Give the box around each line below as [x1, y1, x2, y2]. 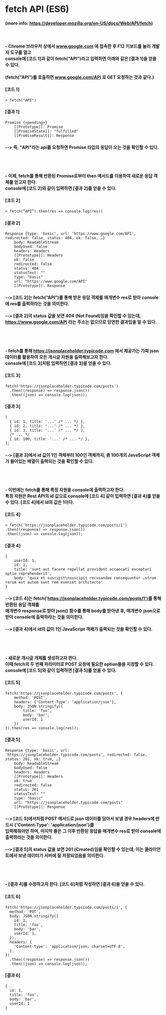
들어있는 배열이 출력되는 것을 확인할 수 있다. [10, 458, 94, 464]
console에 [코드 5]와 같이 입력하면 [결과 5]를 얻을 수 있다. [5, 667, 116, 673]
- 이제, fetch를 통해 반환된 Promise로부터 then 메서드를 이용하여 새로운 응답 [5, 173, 153, 179]
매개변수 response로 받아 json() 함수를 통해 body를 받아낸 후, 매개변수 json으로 [5, 608, 161, 613]
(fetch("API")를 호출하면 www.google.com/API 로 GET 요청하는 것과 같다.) [5, 74, 155, 80]
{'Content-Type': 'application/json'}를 [14, 821, 94, 827]
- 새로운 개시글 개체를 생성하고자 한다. [5, 655, 78, 661]
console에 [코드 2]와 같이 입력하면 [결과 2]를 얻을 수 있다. [5, 185, 117, 191]
